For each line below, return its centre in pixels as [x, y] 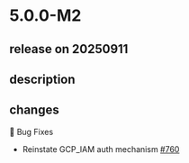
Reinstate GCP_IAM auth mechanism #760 [101, 149]
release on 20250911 [69, 49]
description [42, 79]
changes [35, 110]
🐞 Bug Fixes [31, 131]
